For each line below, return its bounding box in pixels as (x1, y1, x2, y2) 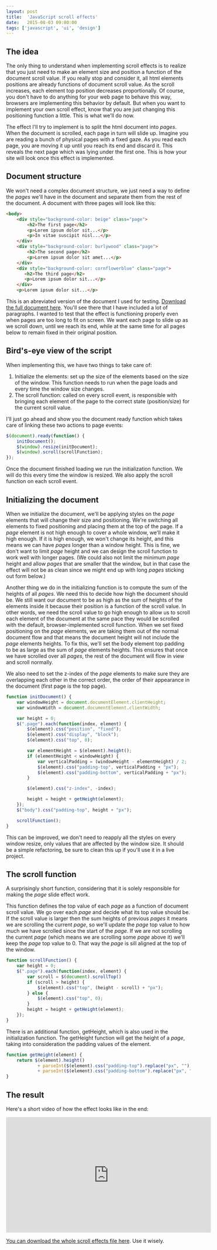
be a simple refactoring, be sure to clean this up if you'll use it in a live (6, 846, 174, 853)
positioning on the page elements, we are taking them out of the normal (6, 628, 179, 634)
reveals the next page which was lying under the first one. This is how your (6, 148, 187, 155)
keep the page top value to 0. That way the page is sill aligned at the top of (6, 940, 187, 947)
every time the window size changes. (14, 385, 105, 392)
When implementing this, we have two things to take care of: (6, 361, 152, 368)
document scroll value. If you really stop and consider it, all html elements (6, 74, 184, 82)
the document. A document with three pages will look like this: (6, 199, 156, 206)
